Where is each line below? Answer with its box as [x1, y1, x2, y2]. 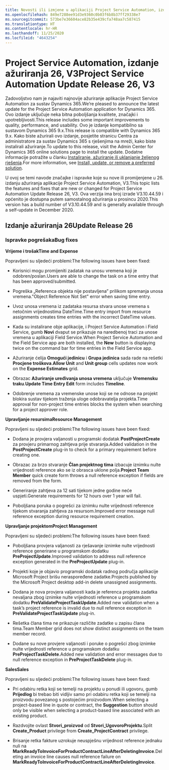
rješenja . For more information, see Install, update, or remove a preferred [5, 159, 155, 165]
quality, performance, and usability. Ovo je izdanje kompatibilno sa [5, 122, 143, 128]
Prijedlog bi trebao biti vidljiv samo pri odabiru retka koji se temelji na [12, 691, 156, 697]
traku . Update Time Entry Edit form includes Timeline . [12, 380, 126, 387]
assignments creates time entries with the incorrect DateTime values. [12, 313, 156, 320]
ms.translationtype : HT [5, 21, 55, 27]
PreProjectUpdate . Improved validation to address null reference [12, 553, 146, 559]
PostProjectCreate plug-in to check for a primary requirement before [12, 446, 157, 453]
